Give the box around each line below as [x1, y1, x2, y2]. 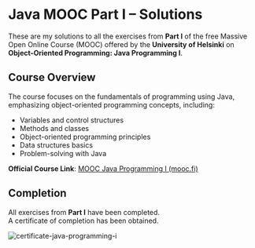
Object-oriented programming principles [19, 132, 151, 141]
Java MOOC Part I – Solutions [8, 5, 203, 24]
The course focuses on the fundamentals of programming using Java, [8, 92, 235, 101]
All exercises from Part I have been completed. [8, 207, 160, 217]
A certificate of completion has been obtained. [8, 216, 159, 225]
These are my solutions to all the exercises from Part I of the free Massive [8, 31, 248, 41]
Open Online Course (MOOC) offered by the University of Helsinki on [8, 39, 235, 49]
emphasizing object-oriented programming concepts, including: [8, 100, 215, 109]
